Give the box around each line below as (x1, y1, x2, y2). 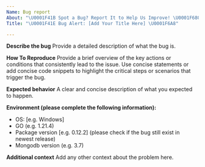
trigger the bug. (6, 74, 46, 81)
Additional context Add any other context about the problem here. (6, 154, 174, 161)
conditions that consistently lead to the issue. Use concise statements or (6, 61, 189, 68)
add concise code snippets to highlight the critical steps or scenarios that (6, 67, 191, 75)
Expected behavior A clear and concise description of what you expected (6, 86, 193, 93)
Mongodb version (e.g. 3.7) (15, 142, 84, 149)
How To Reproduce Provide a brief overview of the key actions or (6, 54, 171, 62)
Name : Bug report (6, 9, 51, 15)
